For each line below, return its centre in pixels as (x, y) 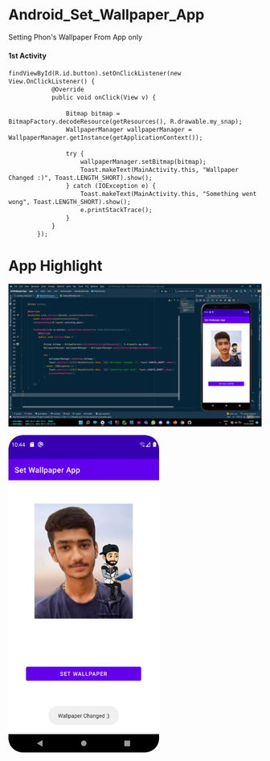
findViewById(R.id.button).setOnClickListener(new (95, 74)
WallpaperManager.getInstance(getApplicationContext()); (106, 138)
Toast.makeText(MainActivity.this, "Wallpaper (160, 170)
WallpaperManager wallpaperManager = (129, 130)
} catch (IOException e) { (111, 186)
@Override (67, 90)
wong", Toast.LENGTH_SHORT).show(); (70, 203)
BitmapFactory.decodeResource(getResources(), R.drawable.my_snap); (125, 122)
